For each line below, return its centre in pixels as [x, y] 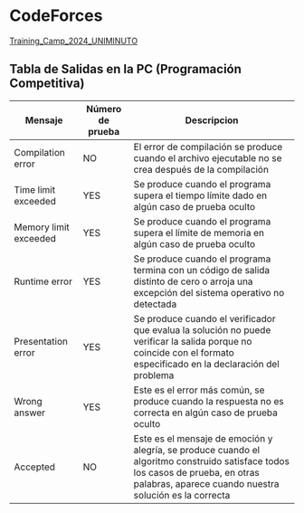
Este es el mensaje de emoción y [203, 438]
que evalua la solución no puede [202, 329]
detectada [155, 304]
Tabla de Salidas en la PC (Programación [126, 69]
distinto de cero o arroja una [193, 281]
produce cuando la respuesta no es [209, 401]
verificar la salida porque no [193, 341]
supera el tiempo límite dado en [200, 195]
